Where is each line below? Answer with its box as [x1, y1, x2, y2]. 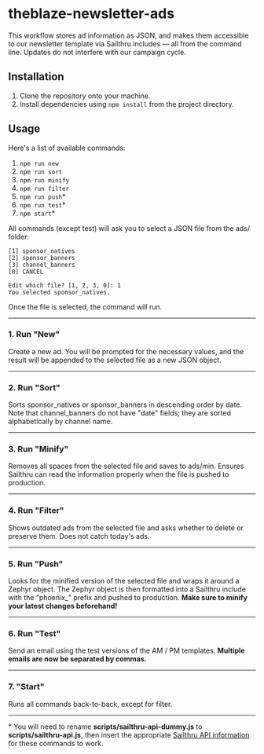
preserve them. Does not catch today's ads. [8, 531, 150, 540]
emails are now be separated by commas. [8, 654, 147, 664]
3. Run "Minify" [8, 444, 69, 455]
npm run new [19, 159, 59, 167]
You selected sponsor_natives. [8, 288, 111, 296]
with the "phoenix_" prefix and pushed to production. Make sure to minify [8, 593, 247, 602]
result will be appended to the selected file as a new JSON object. [8, 355, 222, 364]
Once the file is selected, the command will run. [8, 302, 163, 311]
